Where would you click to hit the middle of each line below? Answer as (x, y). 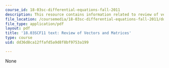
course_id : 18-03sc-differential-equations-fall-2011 (63, 10)
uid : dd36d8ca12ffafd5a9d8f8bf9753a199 (47, 42)
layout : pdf (18, 28)
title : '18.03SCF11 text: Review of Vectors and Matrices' (68, 33)
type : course (19, 38)
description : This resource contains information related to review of (82, 14)
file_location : (21, 19)
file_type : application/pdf (35, 24)
